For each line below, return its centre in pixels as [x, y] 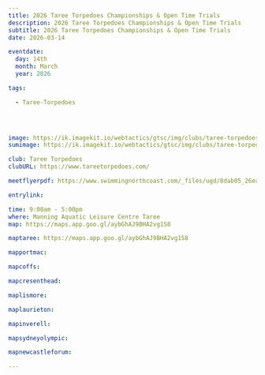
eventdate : [26, 52]
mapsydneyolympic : [38, 338]
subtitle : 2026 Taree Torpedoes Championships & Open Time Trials [119, 30]
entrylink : [26, 195]
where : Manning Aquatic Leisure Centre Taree [84, 217]
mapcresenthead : [35, 281]
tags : [17, 88]
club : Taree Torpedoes [45, 159]
